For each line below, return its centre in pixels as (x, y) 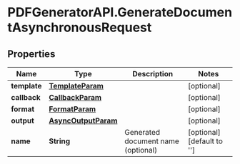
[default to (206, 141)
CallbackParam (75, 97)
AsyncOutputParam (83, 121)
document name (152, 141)
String (60, 141)
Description (153, 74)
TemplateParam (76, 86)
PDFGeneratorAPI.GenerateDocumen (120, 12)
